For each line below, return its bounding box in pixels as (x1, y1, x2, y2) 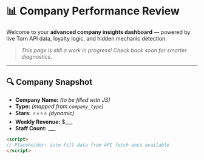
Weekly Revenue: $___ (15, 118, 73, 125)
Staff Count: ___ (15, 124, 56, 132)
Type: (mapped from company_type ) (15, 102, 104, 110)
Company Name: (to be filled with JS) (15, 96, 110, 103)
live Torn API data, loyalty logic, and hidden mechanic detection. (6, 35, 167, 42)
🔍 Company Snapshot (6, 77, 93, 87)
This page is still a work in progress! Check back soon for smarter (21, 46, 187, 54)
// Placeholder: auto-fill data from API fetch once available (6, 142, 170, 148)
